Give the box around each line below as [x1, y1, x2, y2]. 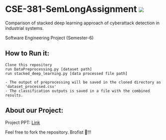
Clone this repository [5, 62, 52, 68]
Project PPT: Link [5, 119, 41, 125]
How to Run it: [5, 49, 50, 58]
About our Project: [5, 106, 64, 115]
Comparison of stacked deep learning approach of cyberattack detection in [5, 20, 160, 26]
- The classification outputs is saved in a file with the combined [5, 88, 150, 93]
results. [5, 93, 23, 98]
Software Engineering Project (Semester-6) [5, 35, 94, 41]
